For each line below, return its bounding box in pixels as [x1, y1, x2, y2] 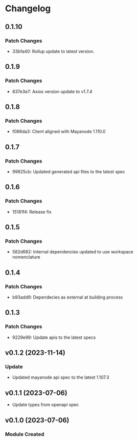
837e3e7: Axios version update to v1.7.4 [12, 88, 92, 94]
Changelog [5, 3, 51, 14]
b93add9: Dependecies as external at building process [12, 294, 123, 300]
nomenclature [12, 254, 41, 260]
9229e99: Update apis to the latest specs [12, 334, 96, 340]
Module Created [5, 431, 45, 438]
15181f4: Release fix [12, 209, 52, 215]
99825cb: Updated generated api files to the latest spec [12, 168, 126, 174]
